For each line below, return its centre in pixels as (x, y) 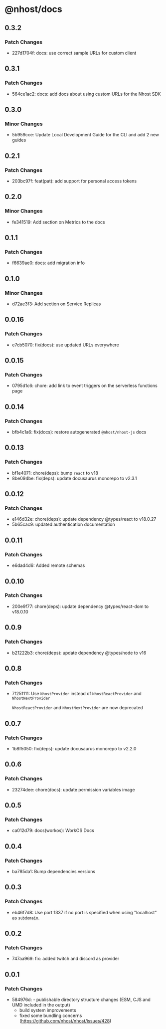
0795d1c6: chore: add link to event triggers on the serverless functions (84, 386)
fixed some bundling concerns (51, 1015)
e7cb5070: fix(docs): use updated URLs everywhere (65, 345)
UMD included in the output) (41, 1005)
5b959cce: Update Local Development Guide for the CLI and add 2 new (85, 135)
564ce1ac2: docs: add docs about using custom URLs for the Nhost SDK (86, 94)
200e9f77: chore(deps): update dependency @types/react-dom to (80, 606)
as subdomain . (26, 918)
